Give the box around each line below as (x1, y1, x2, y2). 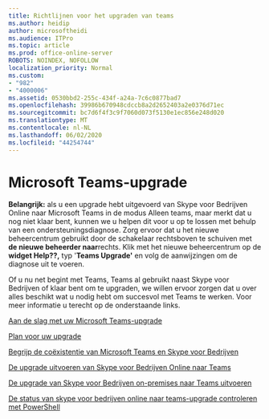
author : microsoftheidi (8, 26, 88, 35)
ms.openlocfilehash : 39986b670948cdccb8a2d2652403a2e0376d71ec (8, 101, 225, 109)
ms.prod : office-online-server (8, 49, 113, 57)
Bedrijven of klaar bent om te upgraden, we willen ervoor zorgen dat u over (8, 283, 257, 293)
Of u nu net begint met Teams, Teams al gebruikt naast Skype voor (8, 275, 230, 285)
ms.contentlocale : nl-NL (8, 124, 92, 132)
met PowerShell (8, 402, 60, 412)
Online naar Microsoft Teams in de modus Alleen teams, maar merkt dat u (8, 208, 252, 218)
